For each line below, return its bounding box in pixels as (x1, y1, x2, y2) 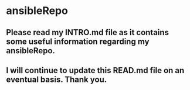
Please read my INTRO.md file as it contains (6, 27, 169, 37)
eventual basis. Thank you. (6, 74, 107, 84)
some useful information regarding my (6, 36, 150, 46)
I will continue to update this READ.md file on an (6, 65, 185, 75)
